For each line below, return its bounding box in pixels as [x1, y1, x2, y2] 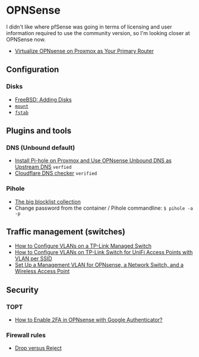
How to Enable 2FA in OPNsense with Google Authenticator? [14, 316, 163, 324]
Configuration [6, 65, 59, 75]
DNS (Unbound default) [6, 143, 75, 151]
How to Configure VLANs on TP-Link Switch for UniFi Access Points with [14, 249, 193, 256]
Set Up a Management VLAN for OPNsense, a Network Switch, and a [14, 261, 184, 268]
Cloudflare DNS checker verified [14, 170, 97, 177]
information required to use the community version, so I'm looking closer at [6, 29, 190, 36]
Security [6, 285, 39, 295]
